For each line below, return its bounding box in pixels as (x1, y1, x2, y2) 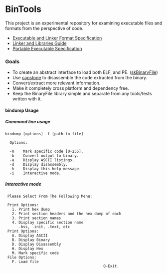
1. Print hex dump (11, 207, 50, 212)
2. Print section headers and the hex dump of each (11, 211, 122, 216)
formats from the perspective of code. (5, 25, 84, 31)
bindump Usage (5, 107, 39, 113)
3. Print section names (11, 216, 61, 221)
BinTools (5, 3, 41, 15)
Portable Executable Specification (12, 45, 82, 51)
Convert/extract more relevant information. (12, 80, 101, 86)
